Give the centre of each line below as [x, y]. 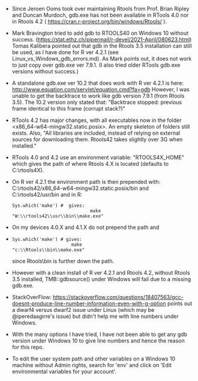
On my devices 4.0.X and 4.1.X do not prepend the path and [85, 227]
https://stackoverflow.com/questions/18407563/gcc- [118, 297]
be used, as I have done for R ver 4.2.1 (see [65, 52]
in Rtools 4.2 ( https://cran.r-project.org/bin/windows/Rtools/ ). [89, 21]
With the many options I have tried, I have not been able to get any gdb [100, 334]
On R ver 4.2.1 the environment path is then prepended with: [86, 182]
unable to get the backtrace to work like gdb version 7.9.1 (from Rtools [98, 96]
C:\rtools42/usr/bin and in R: [47, 194]
